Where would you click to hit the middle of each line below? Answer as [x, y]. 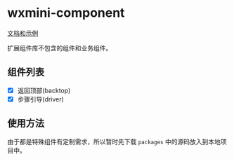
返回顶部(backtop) [44, 90]
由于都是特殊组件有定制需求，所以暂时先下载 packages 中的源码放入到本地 [114, 141]
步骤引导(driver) [41, 99]
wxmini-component [66, 13]
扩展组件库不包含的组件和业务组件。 [60, 48]
